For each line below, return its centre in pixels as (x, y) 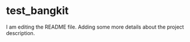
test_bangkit (38, 11)
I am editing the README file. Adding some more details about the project (95, 27)
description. (21, 33)
